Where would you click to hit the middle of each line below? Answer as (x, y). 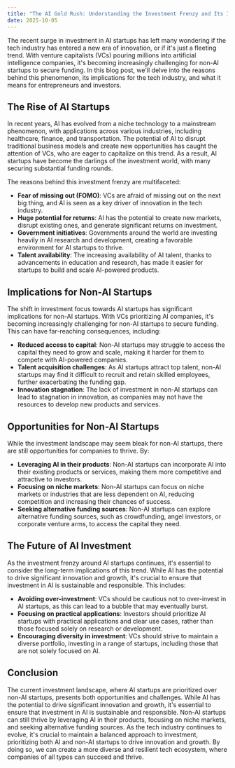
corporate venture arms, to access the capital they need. (99, 523)
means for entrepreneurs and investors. (64, 85)
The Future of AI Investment (69, 546)
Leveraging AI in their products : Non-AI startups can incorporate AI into (122, 464)
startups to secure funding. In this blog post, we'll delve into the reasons (111, 70)
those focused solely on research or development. (90, 629)
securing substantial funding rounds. (60, 168)
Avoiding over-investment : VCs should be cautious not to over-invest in (122, 598)
